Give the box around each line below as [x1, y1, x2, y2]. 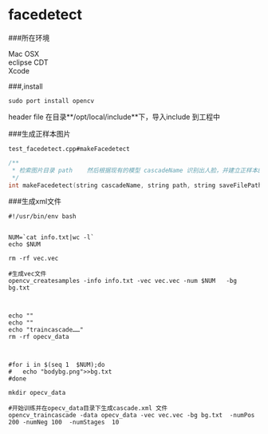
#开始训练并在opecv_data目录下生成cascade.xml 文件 [8, 404, 168, 412]
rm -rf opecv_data [8, 333, 69, 341]
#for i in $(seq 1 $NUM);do [8, 361, 105, 369]
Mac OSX [8, 49, 40, 58]
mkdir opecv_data [8, 389, 66, 397]
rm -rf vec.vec [8, 254, 59, 263]
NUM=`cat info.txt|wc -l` [8, 233, 94, 241]
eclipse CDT [8, 58, 49, 67]
